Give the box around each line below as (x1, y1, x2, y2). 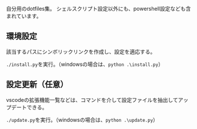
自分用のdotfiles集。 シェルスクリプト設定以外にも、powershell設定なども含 (6, 5, 191, 12)
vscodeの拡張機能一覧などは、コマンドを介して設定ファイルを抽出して (6, 96, 178, 103)
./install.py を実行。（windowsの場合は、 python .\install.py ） (6, 61, 163, 68)
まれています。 (6, 12, 42, 19)
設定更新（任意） (6, 80, 68, 90)
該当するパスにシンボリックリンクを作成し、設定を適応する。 (6, 48, 156, 55)
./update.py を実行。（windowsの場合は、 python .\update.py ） (6, 116, 159, 123)
